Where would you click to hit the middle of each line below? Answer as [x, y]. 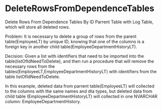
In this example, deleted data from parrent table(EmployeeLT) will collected [80, 86]
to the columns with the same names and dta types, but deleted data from [79, 91]
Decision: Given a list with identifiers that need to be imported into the [74, 56]
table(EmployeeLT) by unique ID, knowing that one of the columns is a [75, 41]
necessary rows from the [30, 66]
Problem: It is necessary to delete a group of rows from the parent [71, 36]
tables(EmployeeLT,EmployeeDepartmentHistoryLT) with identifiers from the [81, 71]
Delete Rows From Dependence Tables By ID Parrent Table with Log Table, [79, 22]
